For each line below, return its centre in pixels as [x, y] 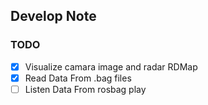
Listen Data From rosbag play [85, 89]
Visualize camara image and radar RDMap [111, 66]
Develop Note [53, 16]
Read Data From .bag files [78, 78]
